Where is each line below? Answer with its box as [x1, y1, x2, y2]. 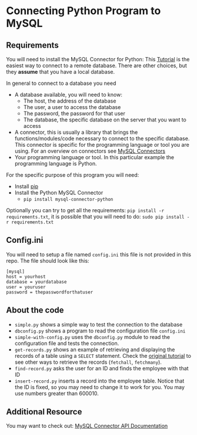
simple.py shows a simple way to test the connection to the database [14, 321, 183, 328]
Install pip [14, 183, 38, 190]
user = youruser [6, 284, 46, 290]
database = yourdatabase [6, 279, 67, 285]
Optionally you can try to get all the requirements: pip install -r [6, 207, 165, 213]
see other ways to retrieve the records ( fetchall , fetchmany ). [14, 358, 162, 365]
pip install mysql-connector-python [23, 196, 113, 202]
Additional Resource [6, 407, 82, 417]
